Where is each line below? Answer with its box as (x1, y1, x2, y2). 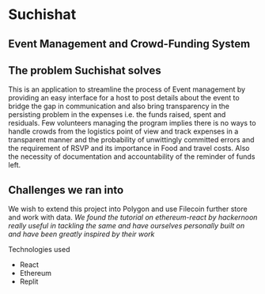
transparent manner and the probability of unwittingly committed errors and (8, 135, 255, 145)
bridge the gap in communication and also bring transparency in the (8, 101, 229, 111)
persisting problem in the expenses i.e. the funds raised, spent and (8, 110, 226, 119)
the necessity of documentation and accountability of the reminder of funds (8, 152, 256, 161)
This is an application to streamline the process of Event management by (8, 85, 246, 94)
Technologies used (8, 245, 70, 254)
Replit (19, 277, 39, 286)
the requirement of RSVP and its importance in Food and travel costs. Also (8, 144, 250, 153)
